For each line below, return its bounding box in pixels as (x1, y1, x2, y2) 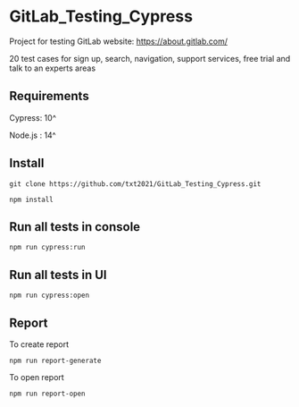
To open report (9, 372, 64, 382)
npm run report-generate (9, 356, 102, 365)
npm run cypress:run (9, 243, 87, 252)
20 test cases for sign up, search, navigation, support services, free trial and (9, 53, 291, 64)
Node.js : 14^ (9, 130, 56, 140)
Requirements (9, 89, 89, 104)
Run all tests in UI (9, 267, 107, 283)
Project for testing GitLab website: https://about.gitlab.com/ (9, 36, 228, 47)
